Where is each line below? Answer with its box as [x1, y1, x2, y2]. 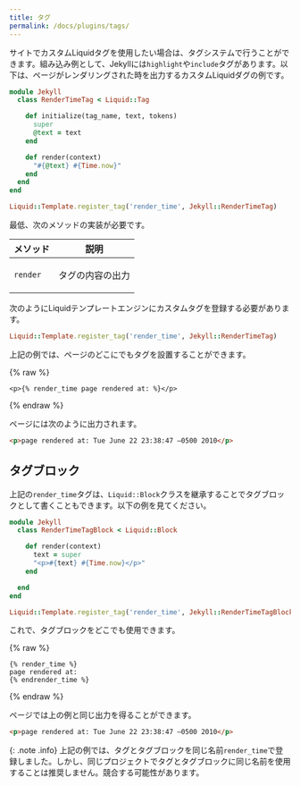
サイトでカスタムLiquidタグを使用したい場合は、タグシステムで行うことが [9, 46, 282, 58]
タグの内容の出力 [58, 269, 131, 282]
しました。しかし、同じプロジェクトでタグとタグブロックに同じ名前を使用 [16, 756, 291, 767]
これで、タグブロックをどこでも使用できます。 [9, 625, 180, 636]
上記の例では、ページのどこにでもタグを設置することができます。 [9, 349, 251, 359]
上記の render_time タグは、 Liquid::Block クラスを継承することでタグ [9, 488, 262, 499]
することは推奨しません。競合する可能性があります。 [9, 767, 204, 778]
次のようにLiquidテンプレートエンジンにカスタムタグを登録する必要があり [9, 303, 282, 313]
